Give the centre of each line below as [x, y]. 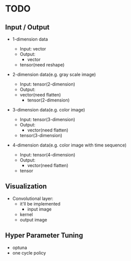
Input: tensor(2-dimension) [48, 84]
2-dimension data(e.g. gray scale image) [54, 74]
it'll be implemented [40, 203]
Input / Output [27, 27]
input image [39, 209]
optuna [20, 247]
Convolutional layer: [33, 198]
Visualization [26, 186]
